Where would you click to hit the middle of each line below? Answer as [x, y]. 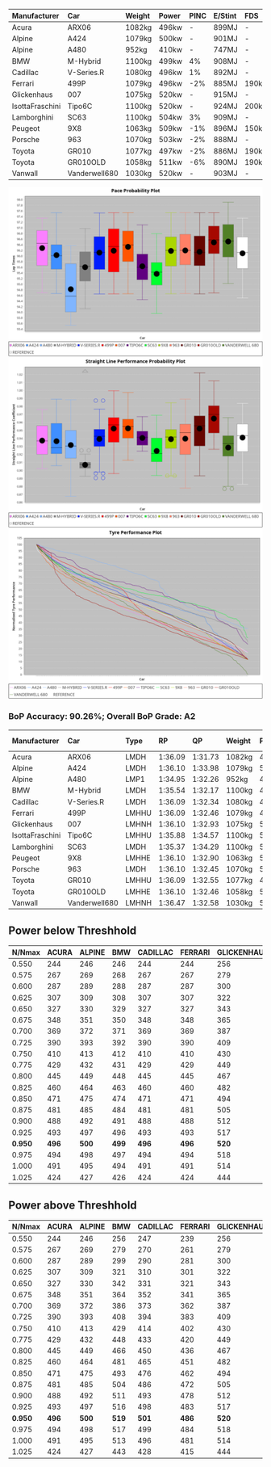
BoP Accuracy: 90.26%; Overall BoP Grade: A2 [102, 717]
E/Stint [225, 15]
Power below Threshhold [73, 930]
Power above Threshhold [73, 1205]
